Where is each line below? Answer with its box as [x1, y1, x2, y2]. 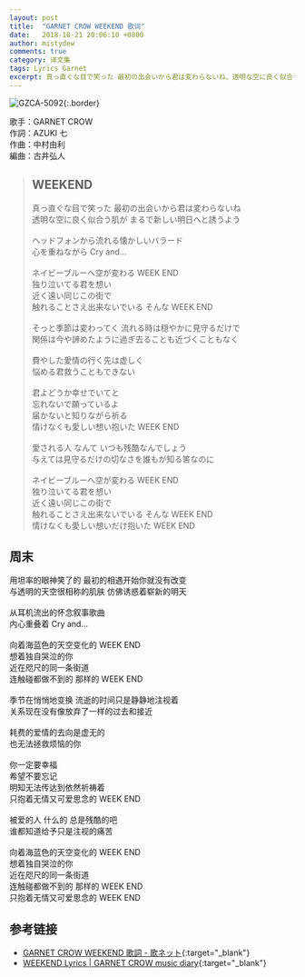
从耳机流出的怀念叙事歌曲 [9, 607, 105, 618]
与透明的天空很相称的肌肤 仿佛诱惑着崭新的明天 [9, 586, 187, 597]
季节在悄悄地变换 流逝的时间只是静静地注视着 [9, 694, 179, 705]
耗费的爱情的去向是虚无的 [9, 727, 105, 738]
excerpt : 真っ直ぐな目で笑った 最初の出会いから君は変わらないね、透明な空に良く [9, 73, 280, 82]
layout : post [9, 13, 59, 23]
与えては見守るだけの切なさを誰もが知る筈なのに [31, 454, 215, 464]
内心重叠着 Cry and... [9, 619, 89, 630]
